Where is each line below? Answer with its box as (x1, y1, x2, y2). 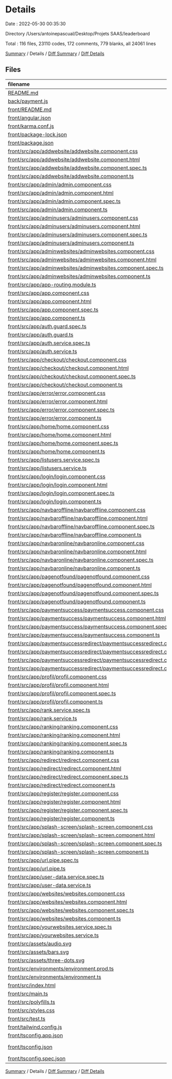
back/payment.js (8, 98, 48, 105)
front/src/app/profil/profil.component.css (8, 673, 107, 680)
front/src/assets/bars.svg (8, 948, 69, 955)
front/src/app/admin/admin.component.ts (8, 206, 107, 213)
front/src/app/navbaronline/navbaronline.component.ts (8, 565, 141, 572)
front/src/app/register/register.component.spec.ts (8, 806, 128, 814)
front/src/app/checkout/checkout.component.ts (8, 381, 123, 388)
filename (8, 81, 30, 88)
